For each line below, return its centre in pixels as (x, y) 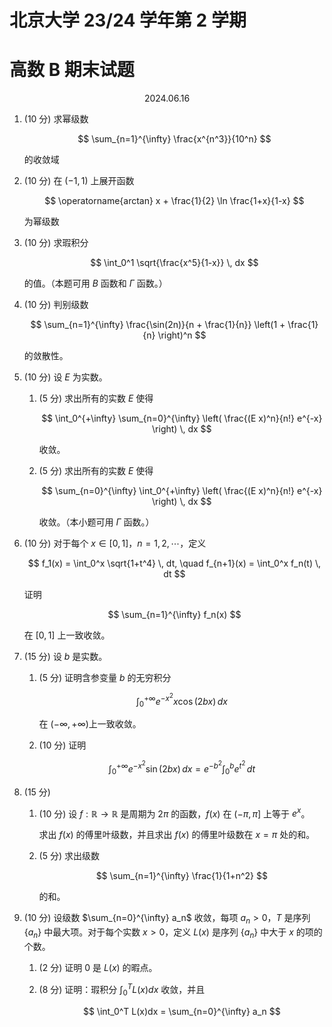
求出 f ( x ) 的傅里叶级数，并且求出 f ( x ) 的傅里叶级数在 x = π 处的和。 (177, 835)
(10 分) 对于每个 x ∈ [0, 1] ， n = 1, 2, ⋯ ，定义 (115, 543)
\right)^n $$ (182, 335)
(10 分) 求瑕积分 (56, 243)
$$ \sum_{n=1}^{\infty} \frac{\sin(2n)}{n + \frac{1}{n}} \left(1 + (158, 325)
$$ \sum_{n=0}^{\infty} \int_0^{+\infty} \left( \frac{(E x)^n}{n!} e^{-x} (182, 491)
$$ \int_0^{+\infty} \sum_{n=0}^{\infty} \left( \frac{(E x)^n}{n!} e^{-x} (182, 418)
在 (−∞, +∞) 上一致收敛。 (90, 724)
